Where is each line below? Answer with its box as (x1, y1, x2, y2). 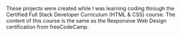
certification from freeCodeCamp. (6, 23, 89, 30)
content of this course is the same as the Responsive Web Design (6, 17, 167, 24)
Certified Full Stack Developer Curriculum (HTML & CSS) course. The (6, 11, 176, 18)
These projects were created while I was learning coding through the (6, 5, 175, 12)
